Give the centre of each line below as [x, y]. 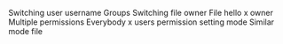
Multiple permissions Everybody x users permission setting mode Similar [141, 22]
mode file [26, 31]
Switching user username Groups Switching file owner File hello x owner [141, 13]
